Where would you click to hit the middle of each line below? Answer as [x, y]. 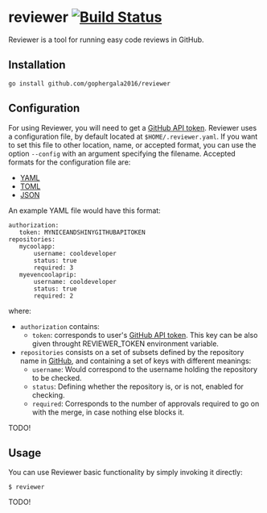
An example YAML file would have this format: [84, 211]
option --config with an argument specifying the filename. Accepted [122, 153]
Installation [37, 65]
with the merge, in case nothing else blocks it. [108, 412]
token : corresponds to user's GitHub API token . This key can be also [145, 335]
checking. [48, 394]
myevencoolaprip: [48, 274]
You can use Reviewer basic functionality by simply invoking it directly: [125, 473]
